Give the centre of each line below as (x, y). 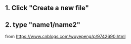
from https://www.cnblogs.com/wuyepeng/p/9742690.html (65, 37)
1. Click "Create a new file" (47, 8)
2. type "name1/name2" (43, 25)
